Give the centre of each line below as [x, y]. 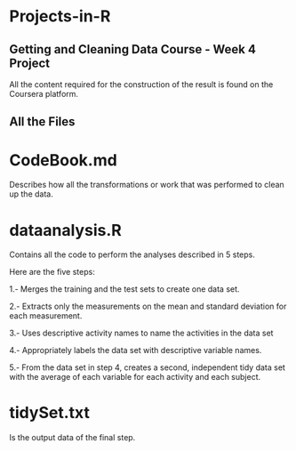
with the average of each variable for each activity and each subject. [135, 377]
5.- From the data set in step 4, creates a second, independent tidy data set [148, 367]
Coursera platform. [44, 94]
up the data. [31, 194]
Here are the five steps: [52, 272]
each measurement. [46, 316]
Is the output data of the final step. [72, 438]
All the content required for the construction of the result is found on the [141, 85]
